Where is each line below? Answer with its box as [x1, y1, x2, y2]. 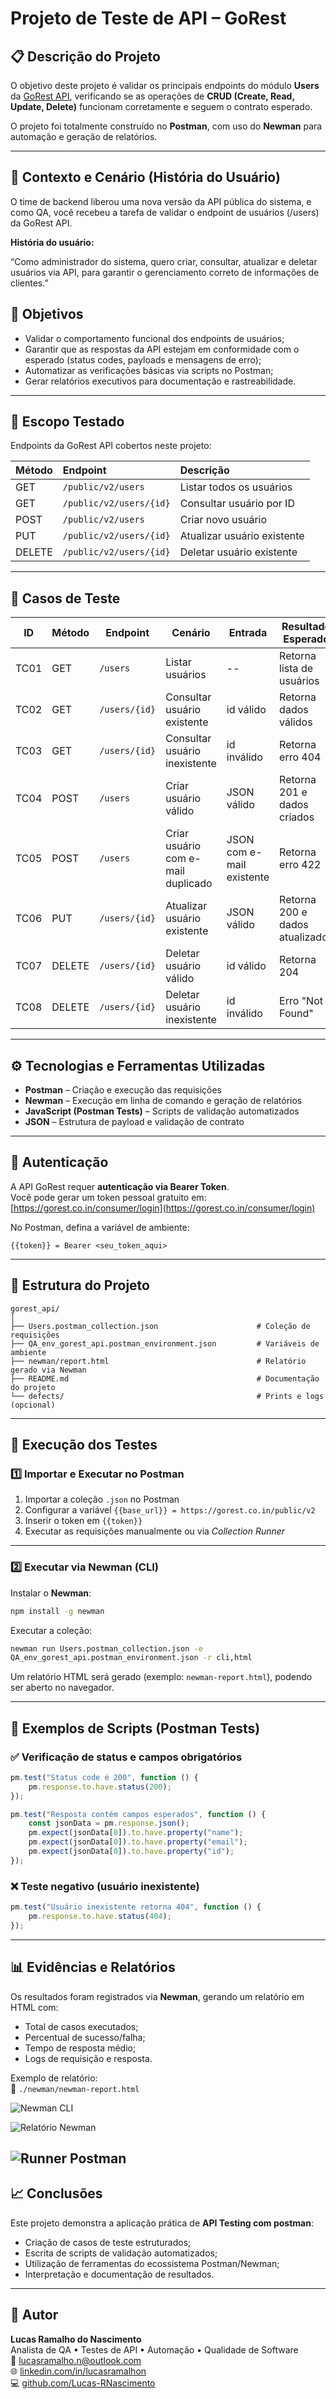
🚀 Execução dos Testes [10, 1437, 158, 1454]
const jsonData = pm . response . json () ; [28, 1818, 190, 1829]
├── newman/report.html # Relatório [10, 1356, 307, 1366]
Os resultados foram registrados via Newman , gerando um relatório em [10, 1990, 305, 2002]
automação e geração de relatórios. [10, 131, 158, 142]
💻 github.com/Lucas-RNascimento [10, 2377, 156, 2389]
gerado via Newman [10, 1365, 87, 1375]
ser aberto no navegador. [10, 1682, 115, 1694]
